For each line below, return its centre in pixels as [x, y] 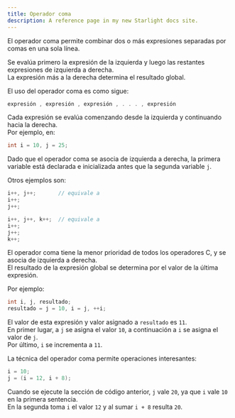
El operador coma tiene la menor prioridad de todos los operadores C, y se [117, 253]
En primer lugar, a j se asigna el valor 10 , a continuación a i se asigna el [113, 330]
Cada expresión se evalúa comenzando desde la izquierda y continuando [115, 117]
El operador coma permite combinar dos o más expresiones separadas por [117, 40]
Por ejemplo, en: [31, 133]
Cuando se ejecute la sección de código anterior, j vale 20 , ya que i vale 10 [118, 392]
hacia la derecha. [33, 125]
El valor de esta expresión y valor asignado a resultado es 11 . [97, 322]
